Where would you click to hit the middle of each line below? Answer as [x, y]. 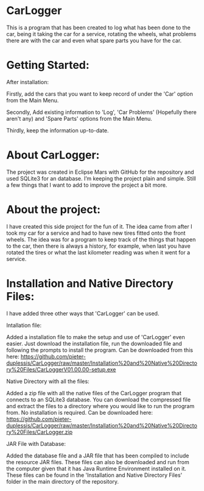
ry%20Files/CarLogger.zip [40, 432]
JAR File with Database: [36, 443]
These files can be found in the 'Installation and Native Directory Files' [94, 475]
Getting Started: [48, 65]
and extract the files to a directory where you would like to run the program [100, 406]
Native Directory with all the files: [48, 381]
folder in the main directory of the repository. [63, 481]
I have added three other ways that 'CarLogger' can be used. [83, 313]
